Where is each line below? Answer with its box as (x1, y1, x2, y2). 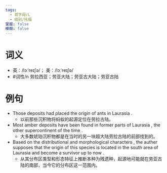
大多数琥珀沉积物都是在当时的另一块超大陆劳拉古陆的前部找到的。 (20, 134, 158, 139)
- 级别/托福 (10, 17, 32, 22)
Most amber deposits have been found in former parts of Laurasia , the (12, 122, 161, 128)
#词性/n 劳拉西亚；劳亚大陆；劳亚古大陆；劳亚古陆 (12, 74, 119, 80)
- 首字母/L (10, 12, 30, 17)
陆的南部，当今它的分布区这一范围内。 (20, 162, 100, 168)
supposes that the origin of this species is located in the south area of (12, 145, 158, 150)
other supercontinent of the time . (12, 127, 83, 133)
